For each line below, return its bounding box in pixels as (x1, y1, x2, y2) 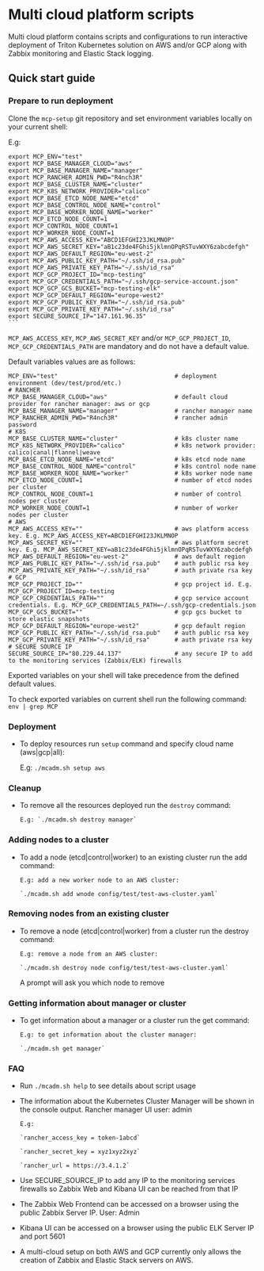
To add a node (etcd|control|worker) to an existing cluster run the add (19, 852, 247, 862)
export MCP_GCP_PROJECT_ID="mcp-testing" (8, 270, 147, 278)
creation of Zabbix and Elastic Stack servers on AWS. (19, 1255, 194, 1265)
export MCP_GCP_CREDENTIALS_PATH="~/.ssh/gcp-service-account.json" (8, 278, 239, 285)
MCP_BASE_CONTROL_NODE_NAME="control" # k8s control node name (8, 462, 257, 470)
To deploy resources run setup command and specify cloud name (19, 739, 234, 748)
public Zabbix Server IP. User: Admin (19, 1208, 140, 1218)
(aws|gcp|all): (19, 747, 65, 756)
